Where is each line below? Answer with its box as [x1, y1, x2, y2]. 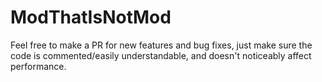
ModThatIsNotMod [10, 6, 172, 29]
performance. [10, 60, 67, 72]
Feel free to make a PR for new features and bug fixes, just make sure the [10, 39, 313, 51]
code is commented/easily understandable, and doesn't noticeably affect [10, 49, 312, 61]
